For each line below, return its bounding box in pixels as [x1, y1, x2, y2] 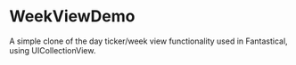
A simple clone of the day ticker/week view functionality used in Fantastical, [9, 36, 288, 46]
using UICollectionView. [9, 45, 96, 55]
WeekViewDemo [9, 6, 136, 27]
